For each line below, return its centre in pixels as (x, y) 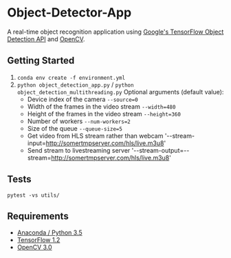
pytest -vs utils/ (33, 195)
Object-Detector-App (69, 13)
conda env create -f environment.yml (71, 78)
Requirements (38, 216)
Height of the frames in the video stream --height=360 (104, 114)
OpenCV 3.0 (35, 247)
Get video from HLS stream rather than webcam (95, 136)
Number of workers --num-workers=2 (79, 121)
